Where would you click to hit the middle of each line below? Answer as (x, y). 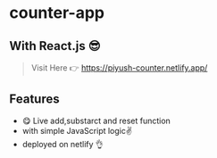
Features (34, 100)
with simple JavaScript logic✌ (77, 130)
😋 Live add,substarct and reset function (96, 121)
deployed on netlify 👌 (63, 144)
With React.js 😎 (55, 46)
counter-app (57, 13)
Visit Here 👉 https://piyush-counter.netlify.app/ (119, 68)
